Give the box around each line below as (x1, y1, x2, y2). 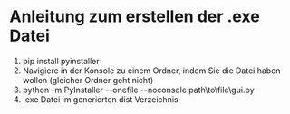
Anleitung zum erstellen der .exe (9, 6, 260, 27)
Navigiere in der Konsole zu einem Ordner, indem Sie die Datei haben (22, 65, 281, 76)
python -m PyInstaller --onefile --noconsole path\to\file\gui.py (22, 84, 256, 95)
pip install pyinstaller (22, 55, 100, 66)
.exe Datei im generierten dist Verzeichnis (22, 93, 179, 105)
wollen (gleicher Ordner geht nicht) (22, 74, 154, 85)
